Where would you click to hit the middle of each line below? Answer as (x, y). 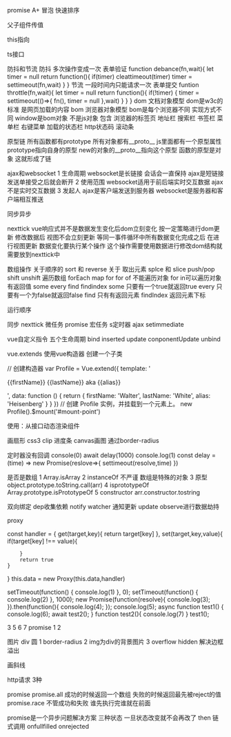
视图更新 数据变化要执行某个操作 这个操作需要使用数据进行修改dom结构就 (118, 246)
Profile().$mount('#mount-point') (54, 412)
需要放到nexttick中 (34, 255)
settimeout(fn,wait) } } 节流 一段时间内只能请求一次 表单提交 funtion (103, 85)
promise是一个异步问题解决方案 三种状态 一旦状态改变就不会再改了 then (109, 718)
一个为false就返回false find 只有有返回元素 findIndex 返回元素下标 (112, 295)
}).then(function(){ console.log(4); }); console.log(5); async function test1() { (115, 607)
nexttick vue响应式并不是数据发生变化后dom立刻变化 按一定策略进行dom (110, 229)
